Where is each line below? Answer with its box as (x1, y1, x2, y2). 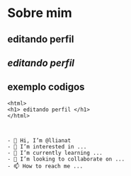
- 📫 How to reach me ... (7, 163, 84, 170)
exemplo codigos (7, 81, 85, 93)
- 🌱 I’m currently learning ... (7, 149, 103, 156)
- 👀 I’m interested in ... (7, 143, 87, 150)
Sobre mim (7, 5, 72, 21)
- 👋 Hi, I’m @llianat (7, 136, 72, 144)
